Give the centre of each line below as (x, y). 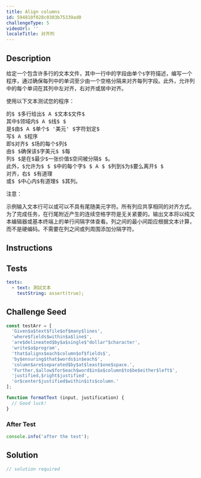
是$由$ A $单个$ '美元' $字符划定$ (53, 129)
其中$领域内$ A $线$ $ (36, 121)
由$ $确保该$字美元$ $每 (38, 151)
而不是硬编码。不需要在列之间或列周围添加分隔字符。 (72, 229)
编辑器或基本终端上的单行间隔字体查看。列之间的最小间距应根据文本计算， (103, 221)
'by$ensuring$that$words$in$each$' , (57, 359)
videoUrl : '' (22, 28)
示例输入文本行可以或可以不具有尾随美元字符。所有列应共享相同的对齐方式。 (100, 206)
